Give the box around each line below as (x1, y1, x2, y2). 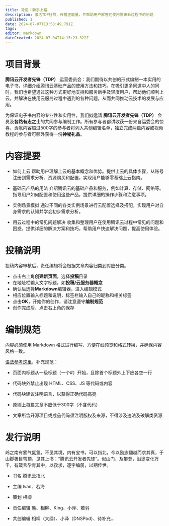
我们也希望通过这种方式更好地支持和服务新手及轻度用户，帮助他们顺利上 (14, 89, 164, 95)
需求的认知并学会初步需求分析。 (17, 208, 83, 214)
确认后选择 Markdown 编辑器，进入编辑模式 (12, 285, 102, 292)
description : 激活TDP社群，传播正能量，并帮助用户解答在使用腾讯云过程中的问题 (5, 12, 154, 17)
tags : (5, 26, 17, 31)
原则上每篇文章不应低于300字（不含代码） (12, 401, 101, 408)
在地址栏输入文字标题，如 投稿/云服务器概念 (12, 279, 103, 285)
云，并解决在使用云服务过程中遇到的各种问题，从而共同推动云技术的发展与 (5, 95, 159, 101)
